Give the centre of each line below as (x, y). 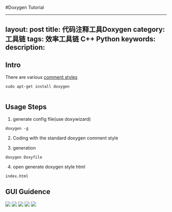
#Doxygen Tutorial (25, 7)
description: (25, 47)
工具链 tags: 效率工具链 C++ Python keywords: (81, 39)
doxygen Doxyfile (24, 157)
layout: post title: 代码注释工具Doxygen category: (85, 29)
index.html (17, 176)
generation (24, 148)
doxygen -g (17, 129)
